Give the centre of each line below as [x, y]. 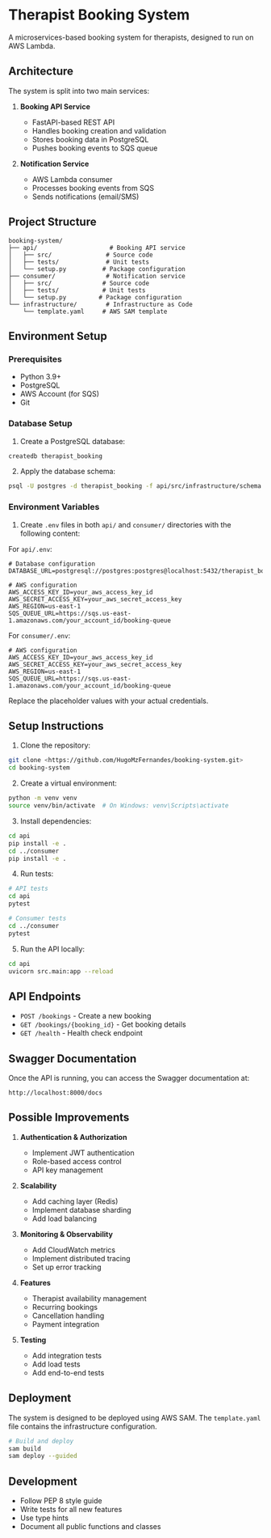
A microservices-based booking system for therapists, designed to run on [131, 37]
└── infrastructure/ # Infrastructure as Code [101, 304]
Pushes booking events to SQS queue [95, 148]
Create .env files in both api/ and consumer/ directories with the [125, 524]
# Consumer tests [38, 919]
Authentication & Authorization [73, 1137]
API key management [67, 1170]
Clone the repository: [55, 745]
